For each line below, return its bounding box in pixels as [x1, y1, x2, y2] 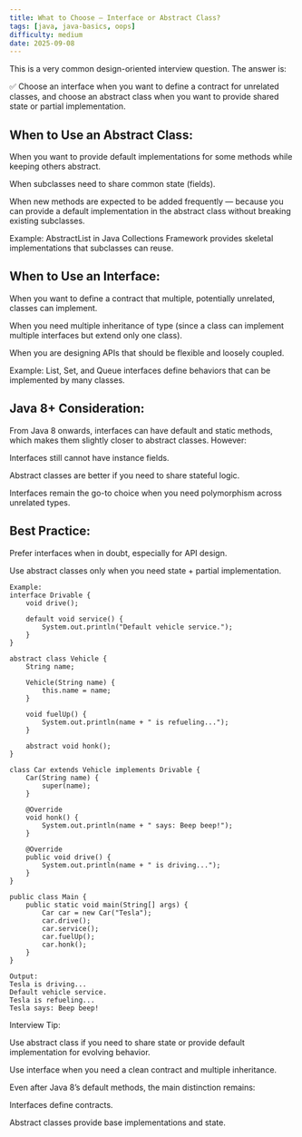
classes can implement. [9, 302, 98, 313]
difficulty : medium [9, 30, 83, 39]
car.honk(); [42, 940, 88, 949]
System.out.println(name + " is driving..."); [42, 860, 221, 869]
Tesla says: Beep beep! [9, 1004, 100, 1013]
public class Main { [9, 892, 88, 901]
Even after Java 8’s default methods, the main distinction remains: [9, 1082, 256, 1093]
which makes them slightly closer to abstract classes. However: [9, 435, 248, 446]
